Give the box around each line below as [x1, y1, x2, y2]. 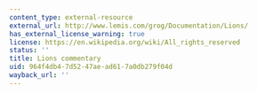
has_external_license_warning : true [9, 29, 145, 38]
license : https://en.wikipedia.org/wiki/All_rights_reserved [9, 37, 241, 47]
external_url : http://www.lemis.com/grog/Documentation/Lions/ [9, 21, 249, 30]
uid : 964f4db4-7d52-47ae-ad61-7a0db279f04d [9, 63, 173, 72]
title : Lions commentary [9, 54, 101, 63]
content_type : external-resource [9, 12, 133, 22]
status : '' [9, 46, 50, 55]
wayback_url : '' [9, 71, 69, 80]
